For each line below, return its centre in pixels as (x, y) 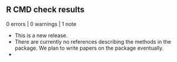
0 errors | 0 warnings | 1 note (41, 24)
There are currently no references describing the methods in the (93, 41)
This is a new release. (41, 35)
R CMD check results (45, 10)
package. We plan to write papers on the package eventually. (89, 48)
